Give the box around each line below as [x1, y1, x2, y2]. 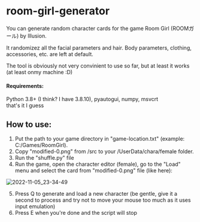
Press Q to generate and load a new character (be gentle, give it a [14, 190, 178, 197]
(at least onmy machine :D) [6, 68, 73, 75]
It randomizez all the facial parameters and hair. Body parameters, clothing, [6, 44, 192, 51]
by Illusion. [20, 32, 47, 39]
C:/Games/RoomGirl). [14, 141, 68, 148]
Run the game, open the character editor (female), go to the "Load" [14, 160, 181, 168]
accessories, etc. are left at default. [6, 50, 94, 57]
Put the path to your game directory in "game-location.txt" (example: [14, 135, 185, 142]
